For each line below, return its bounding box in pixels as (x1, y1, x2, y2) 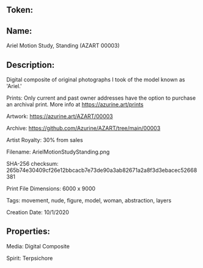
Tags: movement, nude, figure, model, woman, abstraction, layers (6, 197, 172, 204)
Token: (6, 5, 34, 15)
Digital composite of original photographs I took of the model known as (6, 76, 185, 83)
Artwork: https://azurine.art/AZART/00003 (6, 113, 113, 120)
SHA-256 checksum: (6, 160, 59, 168)
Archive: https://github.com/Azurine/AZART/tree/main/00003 (6, 125, 161, 132)
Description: (6, 59, 55, 70)
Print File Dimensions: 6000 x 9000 (6, 185, 96, 192)
